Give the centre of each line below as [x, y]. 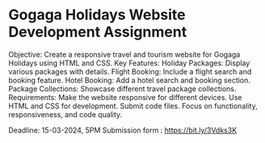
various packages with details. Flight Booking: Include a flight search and [130, 71]
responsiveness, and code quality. [65, 114]
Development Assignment [98, 32]
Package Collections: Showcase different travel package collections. [122, 88]
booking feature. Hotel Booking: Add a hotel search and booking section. [129, 80]
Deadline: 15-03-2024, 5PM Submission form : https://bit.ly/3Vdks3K [123, 130]
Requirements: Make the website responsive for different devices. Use [125, 97]
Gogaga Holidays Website [97, 15]
